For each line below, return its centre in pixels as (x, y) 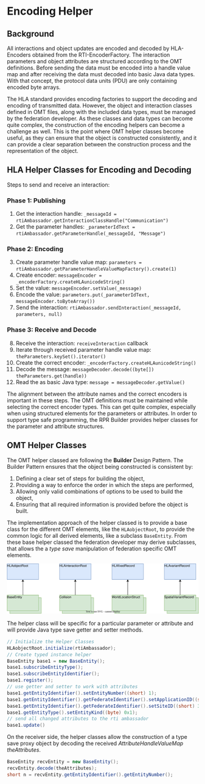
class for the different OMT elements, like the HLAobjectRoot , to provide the (101, 529)
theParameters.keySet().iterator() (61, 357)
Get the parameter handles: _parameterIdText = (75, 227)
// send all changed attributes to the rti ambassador (78, 719)
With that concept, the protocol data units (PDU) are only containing (92, 81)
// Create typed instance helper (49, 654)
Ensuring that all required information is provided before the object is (102, 504)
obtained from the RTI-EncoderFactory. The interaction (101, 55)
